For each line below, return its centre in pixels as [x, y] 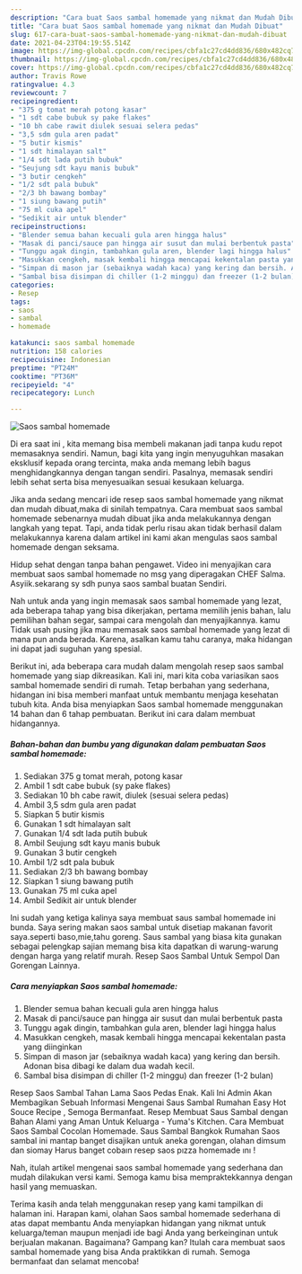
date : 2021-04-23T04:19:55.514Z [70, 43]
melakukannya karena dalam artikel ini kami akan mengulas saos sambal [144, 538]
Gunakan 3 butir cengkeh [70, 853]
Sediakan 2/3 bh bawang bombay [86, 871]
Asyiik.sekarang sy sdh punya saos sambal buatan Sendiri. [119, 584]
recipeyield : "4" [43, 385]
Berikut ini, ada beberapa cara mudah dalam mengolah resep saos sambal [147, 667]
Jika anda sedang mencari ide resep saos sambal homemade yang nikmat [147, 500]
